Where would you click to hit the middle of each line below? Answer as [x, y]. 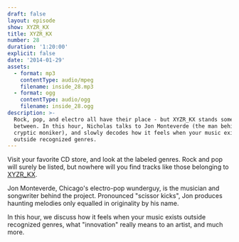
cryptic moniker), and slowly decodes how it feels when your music [117, 133]
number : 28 [23, 40]
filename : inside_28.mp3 [57, 87]
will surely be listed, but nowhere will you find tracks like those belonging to [118, 167]
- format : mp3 [34, 73]
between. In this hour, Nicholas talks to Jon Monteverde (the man [116, 126]
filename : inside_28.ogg [57, 106]
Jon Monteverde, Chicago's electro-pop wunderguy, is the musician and [113, 188]
